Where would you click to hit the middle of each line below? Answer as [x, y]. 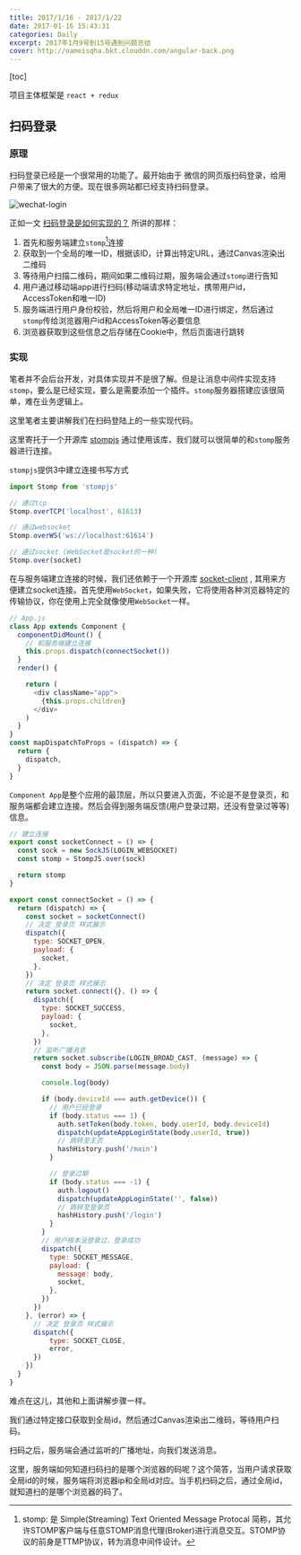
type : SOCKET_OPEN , [69, 942]
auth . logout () [83, 1190]
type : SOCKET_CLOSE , [87, 1340]
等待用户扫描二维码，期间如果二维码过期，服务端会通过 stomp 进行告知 [150, 276]
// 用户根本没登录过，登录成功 [91, 1241]
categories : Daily [43, 34]
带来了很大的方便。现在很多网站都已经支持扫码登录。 [115, 186]
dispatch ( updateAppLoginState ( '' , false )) [138, 1199]
